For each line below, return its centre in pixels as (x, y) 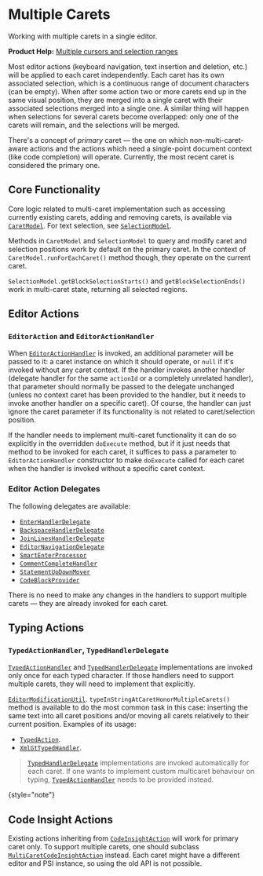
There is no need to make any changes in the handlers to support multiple (128, 595)
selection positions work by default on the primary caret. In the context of (127, 249)
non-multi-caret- (217, 140)
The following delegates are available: (69, 506)
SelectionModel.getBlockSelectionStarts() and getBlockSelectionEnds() (127, 281)
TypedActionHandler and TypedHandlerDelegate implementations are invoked (131, 667)
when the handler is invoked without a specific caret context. (107, 469)
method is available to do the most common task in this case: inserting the (128, 707)
